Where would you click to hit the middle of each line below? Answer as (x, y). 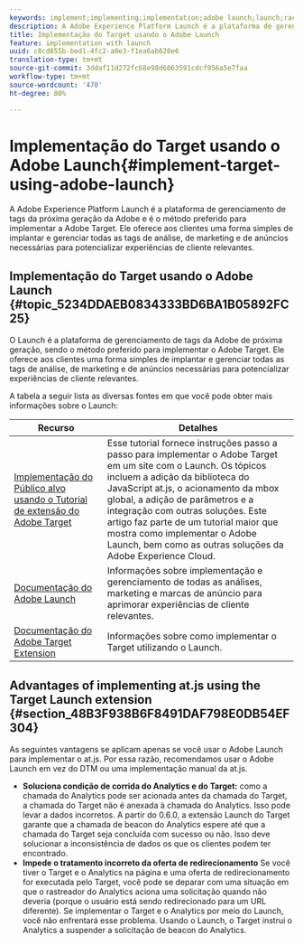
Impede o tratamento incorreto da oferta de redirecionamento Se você (156, 863)
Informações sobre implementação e (185, 571)
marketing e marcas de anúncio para (185, 594)
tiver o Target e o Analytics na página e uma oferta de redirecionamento (156, 873)
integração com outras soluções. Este (187, 511)
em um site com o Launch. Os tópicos (187, 466)
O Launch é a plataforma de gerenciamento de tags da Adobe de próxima (146, 341)
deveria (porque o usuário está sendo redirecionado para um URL (144, 902)
